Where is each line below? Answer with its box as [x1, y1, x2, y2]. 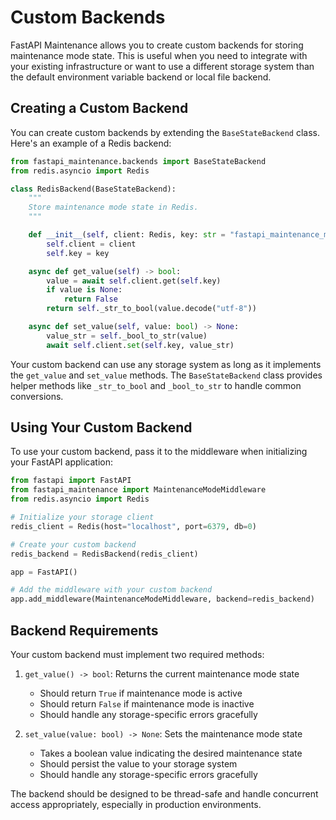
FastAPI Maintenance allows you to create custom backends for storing [10, 39, 304, 51]
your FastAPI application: [10, 456, 113, 468]
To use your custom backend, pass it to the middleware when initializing [10, 446, 308, 458]
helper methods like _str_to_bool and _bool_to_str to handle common [10, 379, 302, 391]
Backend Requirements [10, 622, 159, 639]
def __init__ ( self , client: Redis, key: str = [28, 230, 226, 240]
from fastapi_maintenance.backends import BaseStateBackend [10, 156, 267, 166]
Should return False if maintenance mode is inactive [39, 698, 255, 710]
